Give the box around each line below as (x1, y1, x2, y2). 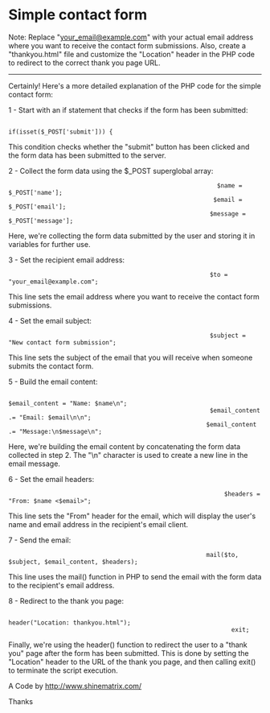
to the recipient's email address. (8, 580, 115, 590)
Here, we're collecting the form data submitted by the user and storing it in (8, 231, 256, 241)
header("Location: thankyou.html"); (8, 618, 131, 627)
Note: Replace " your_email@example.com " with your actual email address (8, 32, 254, 42)
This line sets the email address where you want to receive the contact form (8, 291, 260, 301)
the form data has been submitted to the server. (8, 150, 166, 160)
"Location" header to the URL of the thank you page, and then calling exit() (8, 657, 256, 666)
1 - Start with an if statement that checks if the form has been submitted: (8, 105, 248, 114)
